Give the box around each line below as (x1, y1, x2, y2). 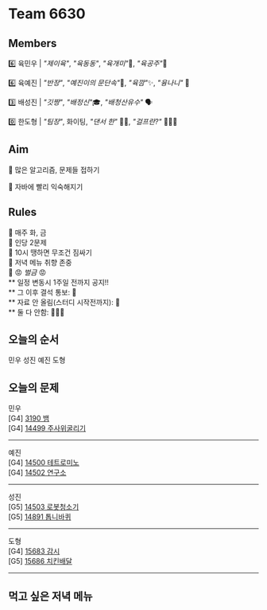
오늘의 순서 (8, 333, 60, 346)
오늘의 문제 (8, 381, 60, 394)
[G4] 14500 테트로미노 (8, 458, 79, 467)
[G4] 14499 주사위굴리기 (8, 424, 87, 433)
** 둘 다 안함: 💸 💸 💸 (8, 307, 65, 317)
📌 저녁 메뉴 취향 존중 (8, 257, 72, 267)
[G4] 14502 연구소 (8, 467, 67, 478)
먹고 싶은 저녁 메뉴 (8, 589, 93, 603)
